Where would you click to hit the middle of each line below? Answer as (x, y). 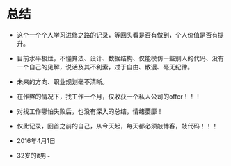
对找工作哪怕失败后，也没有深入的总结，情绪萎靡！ (90, 111)
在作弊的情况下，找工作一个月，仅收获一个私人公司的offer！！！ (109, 96)
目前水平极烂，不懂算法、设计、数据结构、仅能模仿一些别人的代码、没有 (120, 58)
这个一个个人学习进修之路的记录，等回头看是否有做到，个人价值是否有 (117, 35)
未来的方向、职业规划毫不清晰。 (62, 81)
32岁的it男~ (33, 155)
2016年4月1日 (36, 140)
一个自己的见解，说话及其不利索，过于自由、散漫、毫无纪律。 (105, 67)
